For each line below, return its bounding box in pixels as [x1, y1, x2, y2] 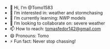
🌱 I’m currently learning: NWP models [9, 15, 86, 21]
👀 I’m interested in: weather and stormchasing [9, 10, 103, 16]
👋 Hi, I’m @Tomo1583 [9, 5, 53, 10]
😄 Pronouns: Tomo [9, 33, 49, 39]
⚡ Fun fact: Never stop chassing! [9, 38, 76, 44]
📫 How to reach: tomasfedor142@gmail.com [9, 26, 101, 31]
